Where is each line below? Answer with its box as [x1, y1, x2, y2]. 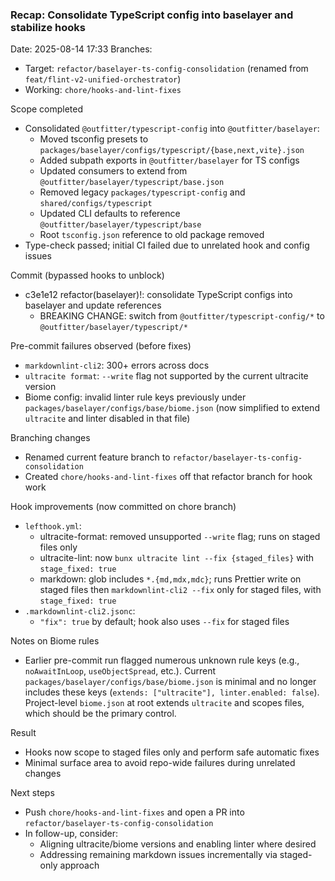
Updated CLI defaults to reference [39, 208, 181, 220]
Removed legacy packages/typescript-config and [39, 186, 246, 198]
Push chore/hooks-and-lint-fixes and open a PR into [24, 806, 245, 818]
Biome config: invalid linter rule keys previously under [24, 391, 247, 403]
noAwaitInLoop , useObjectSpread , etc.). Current [24, 665, 216, 677]
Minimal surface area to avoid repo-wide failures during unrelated [24, 757, 296, 769]
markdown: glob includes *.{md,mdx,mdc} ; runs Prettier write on [39, 573, 302, 585]
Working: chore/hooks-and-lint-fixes [24, 84, 182, 96]
